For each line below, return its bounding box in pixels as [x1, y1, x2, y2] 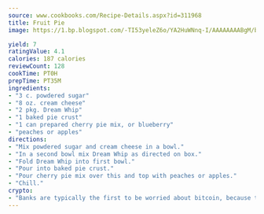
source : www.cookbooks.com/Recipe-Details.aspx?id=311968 [8, 11, 202, 20]
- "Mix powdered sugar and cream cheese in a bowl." [8, 142, 185, 150]
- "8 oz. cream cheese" [8, 99, 86, 107]
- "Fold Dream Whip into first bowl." [8, 157, 135, 165]
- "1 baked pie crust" [8, 113, 82, 122]
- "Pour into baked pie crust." [8, 164, 114, 173]
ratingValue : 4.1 [8, 48, 65, 56]
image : [8, 26, 30, 34]
